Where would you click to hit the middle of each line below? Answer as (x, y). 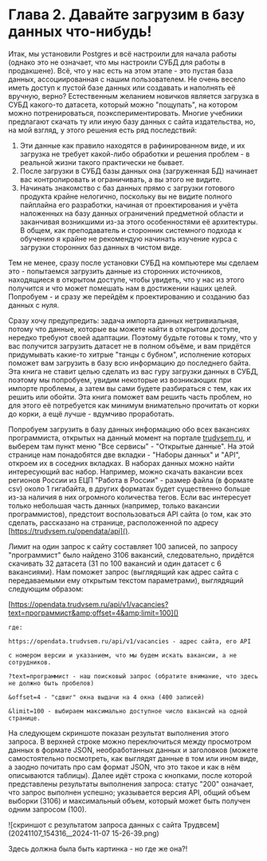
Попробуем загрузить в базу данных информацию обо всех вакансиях (129, 429)
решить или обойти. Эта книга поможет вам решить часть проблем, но (130, 397)
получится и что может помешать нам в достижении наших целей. (123, 288)
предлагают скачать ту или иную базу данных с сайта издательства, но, (132, 121)
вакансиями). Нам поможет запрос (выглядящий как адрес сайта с (124, 571)
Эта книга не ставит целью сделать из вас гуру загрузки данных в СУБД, (133, 371)
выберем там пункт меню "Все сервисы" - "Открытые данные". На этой (132, 446)
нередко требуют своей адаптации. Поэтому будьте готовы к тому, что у (133, 338)
